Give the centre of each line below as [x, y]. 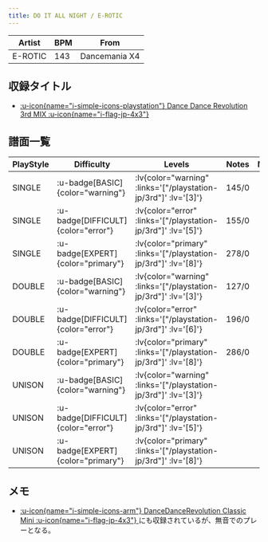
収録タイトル [40, 86]
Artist [30, 42]
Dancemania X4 [110, 56]
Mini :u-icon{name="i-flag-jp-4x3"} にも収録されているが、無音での [131, 520]
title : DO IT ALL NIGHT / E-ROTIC [66, 16]
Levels [177, 164]
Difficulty [92, 164]
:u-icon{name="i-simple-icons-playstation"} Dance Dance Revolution [134, 106]
